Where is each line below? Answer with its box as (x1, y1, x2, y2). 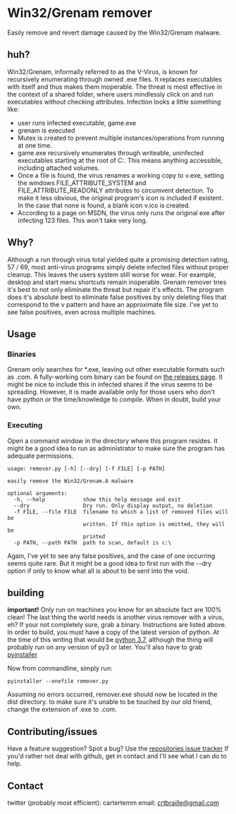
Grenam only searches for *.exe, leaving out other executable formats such (7, 365, 225, 374)
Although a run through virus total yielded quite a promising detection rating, (7, 255, 230, 264)
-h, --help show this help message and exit (13, 496, 181, 503)
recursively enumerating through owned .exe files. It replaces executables (7, 75, 222, 83)
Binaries (7, 349, 37, 359)
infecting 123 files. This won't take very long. (17, 216, 148, 224)
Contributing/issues (7, 725, 98, 738)
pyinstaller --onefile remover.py (7, 678, 109, 685)
